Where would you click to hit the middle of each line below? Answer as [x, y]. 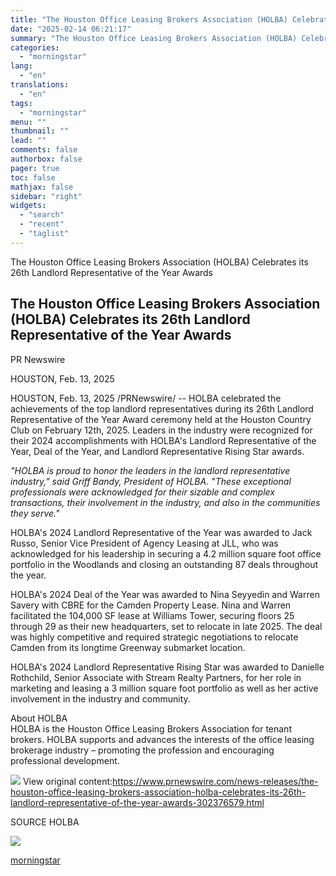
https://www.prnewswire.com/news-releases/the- [215, 781]
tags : [21, 103]
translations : [40, 85]
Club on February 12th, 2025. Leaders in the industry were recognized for [161, 430]
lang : [21, 66]
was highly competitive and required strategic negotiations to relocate [154, 637]
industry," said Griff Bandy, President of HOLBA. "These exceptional [151, 481]
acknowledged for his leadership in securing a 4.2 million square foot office [166, 553]
